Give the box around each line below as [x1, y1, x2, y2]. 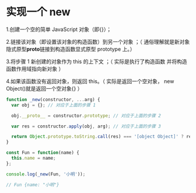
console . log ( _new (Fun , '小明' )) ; [6, 171, 86, 177]
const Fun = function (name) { [6, 150, 80, 156]
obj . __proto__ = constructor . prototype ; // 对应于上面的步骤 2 [11, 112, 162, 119]
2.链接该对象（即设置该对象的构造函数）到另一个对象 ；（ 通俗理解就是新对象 [6, 38, 190, 45]
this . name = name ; [11, 156, 57, 161]
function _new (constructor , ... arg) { [6, 96, 100, 102]
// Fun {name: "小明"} [6, 182, 60, 188]
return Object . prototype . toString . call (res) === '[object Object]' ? [11, 134, 184, 140]
